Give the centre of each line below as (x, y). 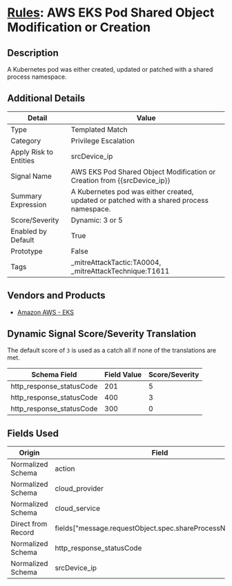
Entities (23, 160)
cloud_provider (79, 489)
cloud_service (77, 509)
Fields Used (33, 433)
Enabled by (29, 231)
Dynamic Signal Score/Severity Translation (102, 334)
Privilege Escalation (103, 141)
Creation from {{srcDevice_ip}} (120, 180)
